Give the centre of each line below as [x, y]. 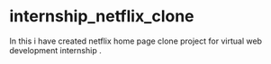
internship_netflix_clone [102, 16]
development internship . [55, 50]
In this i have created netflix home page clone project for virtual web [136, 41]
